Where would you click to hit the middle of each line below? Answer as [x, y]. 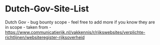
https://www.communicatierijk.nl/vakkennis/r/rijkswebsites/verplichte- [75, 32]
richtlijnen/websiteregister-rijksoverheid [45, 37]
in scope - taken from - [28, 27]
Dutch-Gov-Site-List [47, 9]
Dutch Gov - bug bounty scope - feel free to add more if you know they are [80, 22]
